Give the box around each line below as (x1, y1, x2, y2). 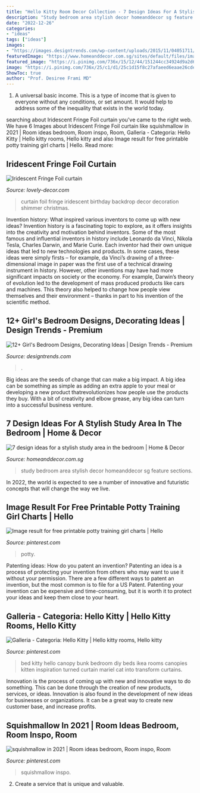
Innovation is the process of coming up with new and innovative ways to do (6, 678, 191, 685)
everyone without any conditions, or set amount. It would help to (14, 98, 173, 105)
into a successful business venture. (6, 401, 93, 408)
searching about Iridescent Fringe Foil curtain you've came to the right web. (6, 116, 192, 123)
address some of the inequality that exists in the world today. (14, 105, 165, 112)
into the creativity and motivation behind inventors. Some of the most (6, 228, 176, 236)
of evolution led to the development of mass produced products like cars (6, 279, 185, 286)
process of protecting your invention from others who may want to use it (6, 569, 184, 576)
